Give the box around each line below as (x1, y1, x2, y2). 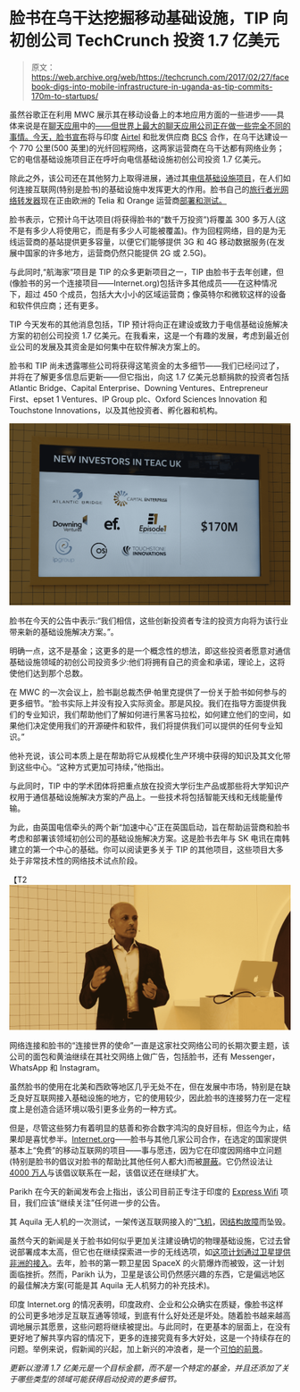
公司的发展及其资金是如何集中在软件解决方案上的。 (16, 341, 205, 352)
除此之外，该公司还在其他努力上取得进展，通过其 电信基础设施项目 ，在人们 (9, 172, 283, 183)
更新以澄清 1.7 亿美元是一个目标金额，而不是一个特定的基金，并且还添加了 (9, 1363, 282, 1373)
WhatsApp (9, 1062, 48, 1072)
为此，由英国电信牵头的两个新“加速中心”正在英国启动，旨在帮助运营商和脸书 (9, 822, 290, 833)
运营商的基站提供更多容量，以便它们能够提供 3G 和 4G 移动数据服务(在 (16, 236, 278, 246)
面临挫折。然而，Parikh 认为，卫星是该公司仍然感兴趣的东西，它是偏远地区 (9, 1269, 286, 1279)
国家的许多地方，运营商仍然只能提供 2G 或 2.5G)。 (24, 247, 212, 258)
